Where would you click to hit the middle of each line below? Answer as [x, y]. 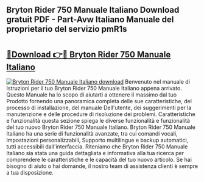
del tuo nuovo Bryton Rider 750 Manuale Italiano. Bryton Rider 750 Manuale [101, 127]
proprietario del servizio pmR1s [67, 29]
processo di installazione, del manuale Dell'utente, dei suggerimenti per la [99, 107]
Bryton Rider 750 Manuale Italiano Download [93, 10]
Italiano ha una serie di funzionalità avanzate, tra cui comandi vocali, [92, 133]
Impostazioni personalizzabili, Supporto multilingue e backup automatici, [97, 140]
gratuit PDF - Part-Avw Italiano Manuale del [90, 20]
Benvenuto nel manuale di [157, 82]
